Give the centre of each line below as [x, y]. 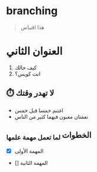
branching [32, 11]
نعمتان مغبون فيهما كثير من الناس [51, 116]
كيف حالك [26, 67]
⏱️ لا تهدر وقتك [30, 93]
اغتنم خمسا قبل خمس [39, 110]
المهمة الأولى [29, 151]
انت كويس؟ [28, 74]
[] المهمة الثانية [31, 163]
